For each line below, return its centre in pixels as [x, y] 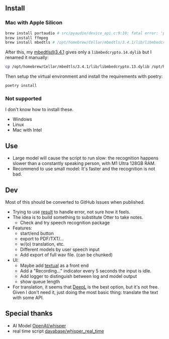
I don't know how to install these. [39, 109]
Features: [22, 228]
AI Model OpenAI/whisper [39, 325]
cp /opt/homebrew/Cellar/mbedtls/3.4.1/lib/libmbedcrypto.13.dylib [77, 67]
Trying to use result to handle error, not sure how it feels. [71, 212]
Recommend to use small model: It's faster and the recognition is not [84, 169]
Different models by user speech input [60, 249]
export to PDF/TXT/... [42, 239]
